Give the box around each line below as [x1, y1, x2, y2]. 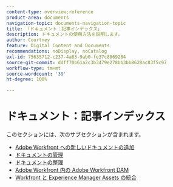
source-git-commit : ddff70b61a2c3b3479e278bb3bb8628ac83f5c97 [6, 59, 167, 65]
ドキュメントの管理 [15, 151, 64, 159]
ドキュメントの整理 [15, 159, 64, 166]
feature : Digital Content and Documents [6, 43, 110, 49]
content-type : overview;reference [6, 8, 94, 15]
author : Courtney [6, 37, 50, 43]
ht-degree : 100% [6, 76, 47, 82]
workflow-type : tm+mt [6, 65, 61, 71]
